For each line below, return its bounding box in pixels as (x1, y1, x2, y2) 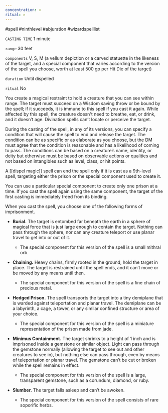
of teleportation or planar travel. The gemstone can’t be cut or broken (12, 357, 156, 363)
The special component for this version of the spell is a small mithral (20, 244, 161, 250)
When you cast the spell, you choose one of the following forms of (5, 203, 143, 209)
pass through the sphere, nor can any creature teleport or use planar (12, 229, 154, 235)
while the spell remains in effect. (12, 362, 80, 368)
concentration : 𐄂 (5, 7, 41, 13)
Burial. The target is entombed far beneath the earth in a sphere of (12, 218, 151, 224)
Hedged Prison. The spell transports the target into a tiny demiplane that (12, 294, 163, 300)
